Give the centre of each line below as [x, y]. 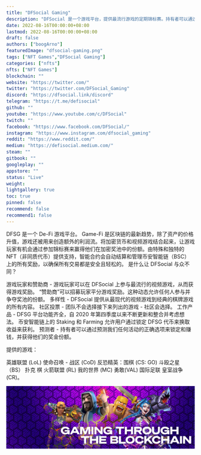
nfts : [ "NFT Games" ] [32, 70]
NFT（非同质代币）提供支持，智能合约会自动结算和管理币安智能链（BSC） [98, 256]
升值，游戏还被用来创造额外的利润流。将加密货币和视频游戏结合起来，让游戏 [100, 241]
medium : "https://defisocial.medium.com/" [60, 146]
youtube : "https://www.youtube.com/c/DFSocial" [67, 114]
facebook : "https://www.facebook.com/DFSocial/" [68, 127]
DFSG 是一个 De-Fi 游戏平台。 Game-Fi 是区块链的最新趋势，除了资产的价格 [100, 234]
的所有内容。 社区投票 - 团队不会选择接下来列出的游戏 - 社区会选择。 [91, 307]
